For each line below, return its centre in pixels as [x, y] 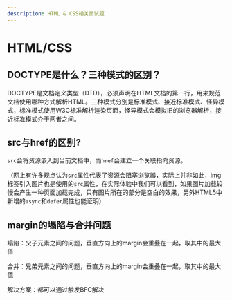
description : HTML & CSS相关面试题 [56, 13]
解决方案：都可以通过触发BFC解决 [56, 290]
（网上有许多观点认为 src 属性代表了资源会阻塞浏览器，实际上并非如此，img [114, 175]
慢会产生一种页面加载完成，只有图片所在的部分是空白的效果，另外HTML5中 [115, 193]
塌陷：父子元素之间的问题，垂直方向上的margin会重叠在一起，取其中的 [108, 243]
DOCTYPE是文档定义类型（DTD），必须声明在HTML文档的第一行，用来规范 [114, 93]
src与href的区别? [44, 143]
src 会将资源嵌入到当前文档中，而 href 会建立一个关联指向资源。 [97, 160]
